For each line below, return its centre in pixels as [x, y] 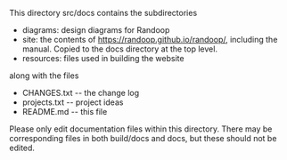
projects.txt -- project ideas [73, 102]
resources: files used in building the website [103, 58]
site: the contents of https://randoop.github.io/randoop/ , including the [150, 40]
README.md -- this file [65, 112]
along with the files [44, 76]
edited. [22, 148]
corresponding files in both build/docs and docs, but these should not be [143, 138]
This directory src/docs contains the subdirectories [103, 13]
